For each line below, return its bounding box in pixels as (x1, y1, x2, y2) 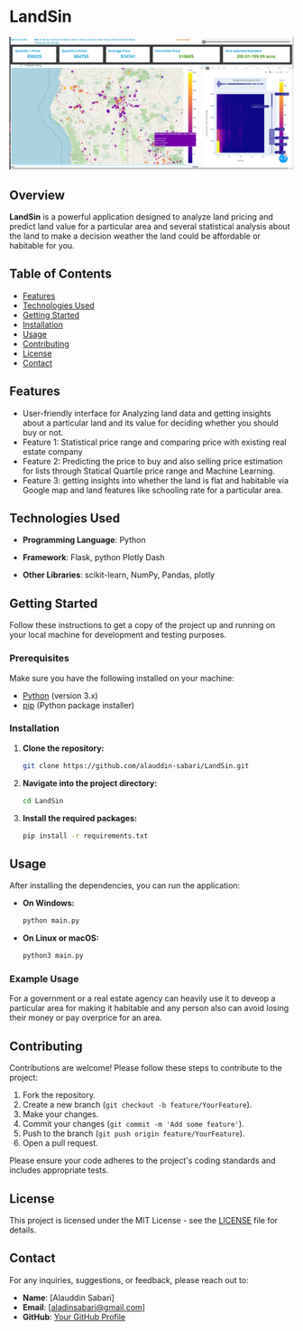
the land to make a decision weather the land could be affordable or (9, 230, 262, 241)
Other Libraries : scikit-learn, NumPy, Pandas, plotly (22, 569, 215, 580)
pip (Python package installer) (22, 699, 135, 710)
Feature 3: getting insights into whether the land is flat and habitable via (22, 474, 289, 485)
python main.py (22, 916, 80, 925)
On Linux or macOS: (22, 933, 99, 943)
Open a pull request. (22, 1138, 99, 1148)
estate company (22, 445, 83, 457)
